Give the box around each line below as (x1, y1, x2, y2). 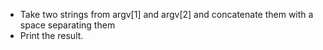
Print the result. (19, 30, 84, 41)
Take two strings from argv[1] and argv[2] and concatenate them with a (19, 9, 314, 20)
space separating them (19, 19, 116, 31)
